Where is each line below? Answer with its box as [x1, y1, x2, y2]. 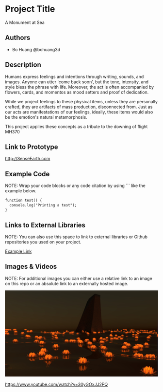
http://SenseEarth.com [5, 156, 50, 162]
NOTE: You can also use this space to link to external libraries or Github [5, 234, 148, 240]
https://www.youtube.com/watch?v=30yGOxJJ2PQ [5, 381, 108, 388]
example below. [5, 188, 36, 194]
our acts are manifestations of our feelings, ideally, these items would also [5, 109, 153, 115]
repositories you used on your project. [5, 239, 81, 244]
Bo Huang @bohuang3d [12, 46, 61, 52]
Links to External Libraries [5, 221, 86, 229]
